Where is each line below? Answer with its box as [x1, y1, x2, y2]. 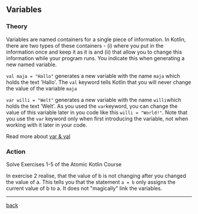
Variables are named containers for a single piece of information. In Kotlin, [6, 35, 186, 43]
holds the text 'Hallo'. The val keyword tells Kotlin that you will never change [6, 78, 192, 85]
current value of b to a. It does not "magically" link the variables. [6, 185, 163, 192]
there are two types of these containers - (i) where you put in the [6, 42, 164, 49]
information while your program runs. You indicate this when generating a [6, 54, 185, 61]
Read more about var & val [6, 133, 71, 140]
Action [6, 147, 26, 156]
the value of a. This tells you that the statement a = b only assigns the [6, 178, 176, 185]
